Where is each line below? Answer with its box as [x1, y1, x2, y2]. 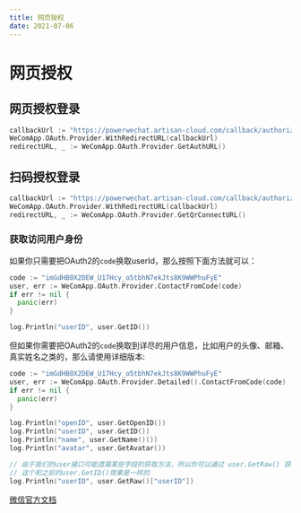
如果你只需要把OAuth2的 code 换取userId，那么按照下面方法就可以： [9, 255, 257, 265]
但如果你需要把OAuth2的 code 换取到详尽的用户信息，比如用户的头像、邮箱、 [9, 340, 289, 351]
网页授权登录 [9, 101, 81, 117]
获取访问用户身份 [9, 233, 83, 246]
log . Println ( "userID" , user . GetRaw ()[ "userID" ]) [9, 476, 194, 485]
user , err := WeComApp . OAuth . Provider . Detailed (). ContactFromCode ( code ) [9, 378, 287, 387]
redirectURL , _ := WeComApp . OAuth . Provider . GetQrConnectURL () [9, 210, 246, 220]
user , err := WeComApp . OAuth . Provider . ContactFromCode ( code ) [9, 282, 243, 291]
